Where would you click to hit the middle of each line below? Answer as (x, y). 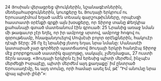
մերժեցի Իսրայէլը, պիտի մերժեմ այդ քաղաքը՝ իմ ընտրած (70, 63)
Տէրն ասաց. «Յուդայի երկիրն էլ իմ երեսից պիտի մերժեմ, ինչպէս (78, 58)
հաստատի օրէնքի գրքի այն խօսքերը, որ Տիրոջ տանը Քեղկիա (75, 22)
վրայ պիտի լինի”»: (26, 74)
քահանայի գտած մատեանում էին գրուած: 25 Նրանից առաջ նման (80, 27)
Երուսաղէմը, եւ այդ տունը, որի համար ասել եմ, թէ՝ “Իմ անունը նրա (80, 68)
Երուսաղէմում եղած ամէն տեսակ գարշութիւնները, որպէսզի (73, 17)
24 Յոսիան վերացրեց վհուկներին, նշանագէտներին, (64, 7)
